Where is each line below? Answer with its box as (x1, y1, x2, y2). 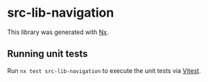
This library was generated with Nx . (7, 28, 109, 36)
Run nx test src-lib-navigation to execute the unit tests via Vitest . (7, 66, 201, 74)
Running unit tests (7, 48, 88, 60)
